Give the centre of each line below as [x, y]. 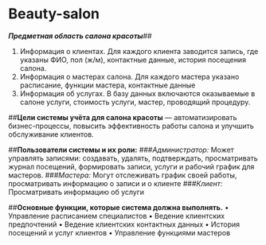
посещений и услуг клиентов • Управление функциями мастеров [119, 232]
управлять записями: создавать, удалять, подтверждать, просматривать [133, 158]
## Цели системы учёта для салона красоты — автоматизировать [123, 117]
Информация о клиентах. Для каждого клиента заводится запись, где [139, 51]
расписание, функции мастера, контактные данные [108, 85]
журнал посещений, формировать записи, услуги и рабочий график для [131, 166]
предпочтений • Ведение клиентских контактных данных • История [124, 224]
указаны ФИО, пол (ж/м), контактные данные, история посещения [133, 60]
